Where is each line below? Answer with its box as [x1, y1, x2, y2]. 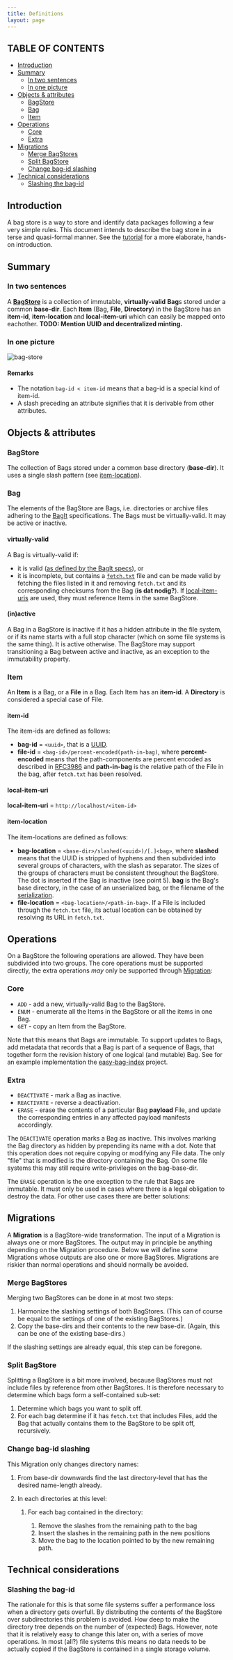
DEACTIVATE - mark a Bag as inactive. [17, 1091, 122, 1099]
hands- [206, 233, 227, 241]
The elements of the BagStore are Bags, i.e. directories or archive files [7, 504, 209, 512]
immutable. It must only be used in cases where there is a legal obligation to [7, 1185, 225, 1193]
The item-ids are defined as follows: [7, 726, 111, 736]
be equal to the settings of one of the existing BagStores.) [17, 1315, 183, 1323]
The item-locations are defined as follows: [7, 832, 129, 841]
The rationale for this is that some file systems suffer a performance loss [7, 1601, 216, 1609]
